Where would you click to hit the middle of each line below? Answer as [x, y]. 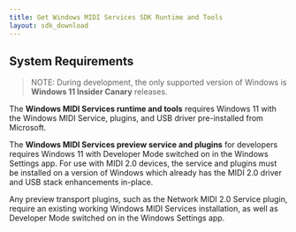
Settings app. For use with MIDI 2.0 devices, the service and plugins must [143, 163]
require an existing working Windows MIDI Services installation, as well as [144, 209]
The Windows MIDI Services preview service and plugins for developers [144, 145]
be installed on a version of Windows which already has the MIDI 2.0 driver [146, 173]
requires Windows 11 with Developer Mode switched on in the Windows [139, 154]
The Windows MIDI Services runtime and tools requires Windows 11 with [143, 109]
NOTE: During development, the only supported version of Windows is [159, 82]
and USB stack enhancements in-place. [81, 183]
